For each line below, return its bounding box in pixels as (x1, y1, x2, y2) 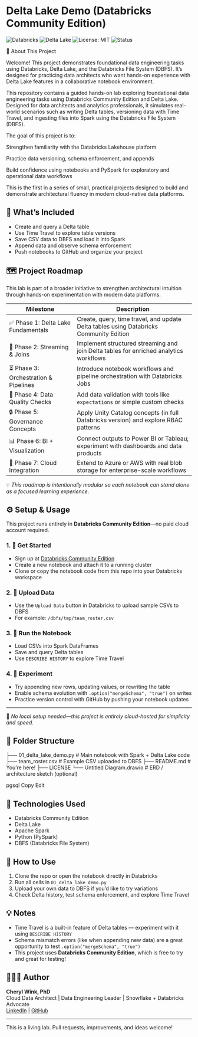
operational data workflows (6, 172, 72, 179)
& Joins (9, 350, 30, 358)
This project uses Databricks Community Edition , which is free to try (14, 949, 183, 956)
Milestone (25, 305, 55, 313)
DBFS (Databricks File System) (14, 839, 90, 847)
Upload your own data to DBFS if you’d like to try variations (14, 885, 158, 892)
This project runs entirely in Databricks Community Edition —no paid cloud (6, 520, 189, 527)
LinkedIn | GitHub (6, 1007, 48, 1014)
